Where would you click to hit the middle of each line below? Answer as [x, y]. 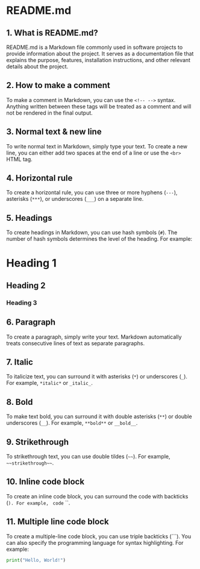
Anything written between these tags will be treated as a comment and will [99, 106]
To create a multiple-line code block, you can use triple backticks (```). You [99, 536]
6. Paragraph [31, 323]
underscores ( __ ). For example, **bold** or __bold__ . [72, 423]
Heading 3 [22, 302]
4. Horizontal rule [39, 178]
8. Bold [20, 402]
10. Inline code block [45, 482]
